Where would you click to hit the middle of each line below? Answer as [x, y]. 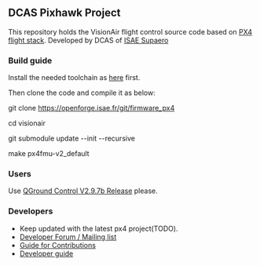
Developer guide [46, 253]
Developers [31, 211]
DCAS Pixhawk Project [64, 13]
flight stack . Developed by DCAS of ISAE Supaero [88, 40]
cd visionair [27, 123]
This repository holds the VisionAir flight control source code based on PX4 [130, 31]
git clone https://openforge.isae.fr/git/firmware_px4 [92, 108]
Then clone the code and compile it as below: [82, 93]
